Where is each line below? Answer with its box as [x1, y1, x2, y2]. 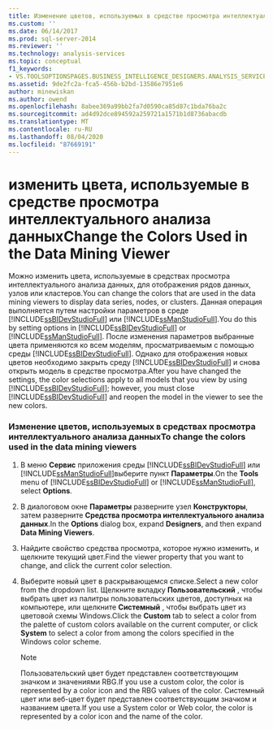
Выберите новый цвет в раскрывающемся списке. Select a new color [19, 576, 258, 586]
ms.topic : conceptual [8, 58, 82, 66]
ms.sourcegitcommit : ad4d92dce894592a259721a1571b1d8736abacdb [8, 111, 227, 119]
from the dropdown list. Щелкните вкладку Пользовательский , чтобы [19, 584, 262, 594]
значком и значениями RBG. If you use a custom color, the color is [19, 676, 245, 687]
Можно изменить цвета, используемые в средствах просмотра [8, 271, 230, 281]
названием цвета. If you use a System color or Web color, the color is [19, 702, 253, 712]
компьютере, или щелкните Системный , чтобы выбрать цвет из [19, 602, 246, 612]
